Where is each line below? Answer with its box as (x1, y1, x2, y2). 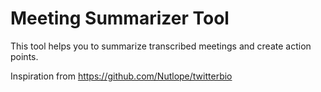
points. (10, 50, 39, 62)
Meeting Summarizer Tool (10, 7, 230, 30)
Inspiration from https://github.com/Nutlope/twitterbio (10, 70, 233, 82)
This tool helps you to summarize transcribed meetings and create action (10, 40, 312, 52)
